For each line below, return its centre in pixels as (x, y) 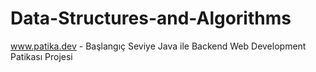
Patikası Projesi (41, 56)
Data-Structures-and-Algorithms (151, 18)
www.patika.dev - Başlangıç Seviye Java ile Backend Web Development (158, 46)
